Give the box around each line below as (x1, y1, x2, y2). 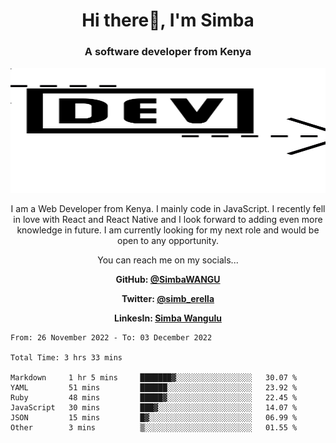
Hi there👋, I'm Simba (81, 9, 255, 32)
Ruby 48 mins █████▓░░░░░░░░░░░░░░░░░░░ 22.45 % (10, 393, 298, 403)
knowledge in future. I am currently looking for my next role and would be (16, 224, 320, 236)
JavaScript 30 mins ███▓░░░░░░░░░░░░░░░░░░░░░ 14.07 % (10, 403, 298, 413)
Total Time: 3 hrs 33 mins (10, 353, 123, 363)
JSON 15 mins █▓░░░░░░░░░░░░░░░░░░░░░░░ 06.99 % (10, 413, 298, 423)
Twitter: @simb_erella (121, 293, 215, 305)
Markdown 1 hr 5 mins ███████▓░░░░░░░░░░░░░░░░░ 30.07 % (10, 373, 298, 383)
